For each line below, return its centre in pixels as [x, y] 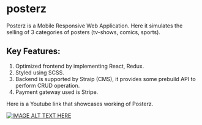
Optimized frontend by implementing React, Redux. [80, 66]
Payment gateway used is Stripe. [57, 92]
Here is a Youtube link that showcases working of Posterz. [80, 104]
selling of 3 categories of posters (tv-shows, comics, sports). [84, 32]
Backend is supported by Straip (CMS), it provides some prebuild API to [105, 79]
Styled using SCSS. [39, 73]
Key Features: [33, 52]
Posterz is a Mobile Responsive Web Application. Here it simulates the [95, 26]
